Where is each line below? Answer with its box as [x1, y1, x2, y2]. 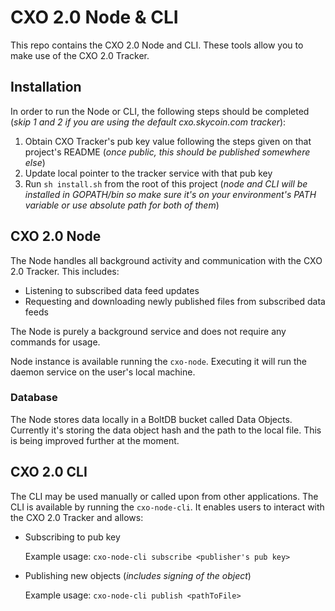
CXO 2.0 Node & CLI [10, 6, 179, 29]
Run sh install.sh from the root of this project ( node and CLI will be [24, 177, 308, 190]
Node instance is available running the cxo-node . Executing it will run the [10, 355, 307, 367]
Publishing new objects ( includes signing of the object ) [24, 569, 252, 581]
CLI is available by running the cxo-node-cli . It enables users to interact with [10, 501, 325, 513]
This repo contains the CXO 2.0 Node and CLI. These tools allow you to [10, 39, 304, 51]
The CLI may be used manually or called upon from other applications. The [10, 490, 319, 502]
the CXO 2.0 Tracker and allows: [10, 511, 144, 523]
